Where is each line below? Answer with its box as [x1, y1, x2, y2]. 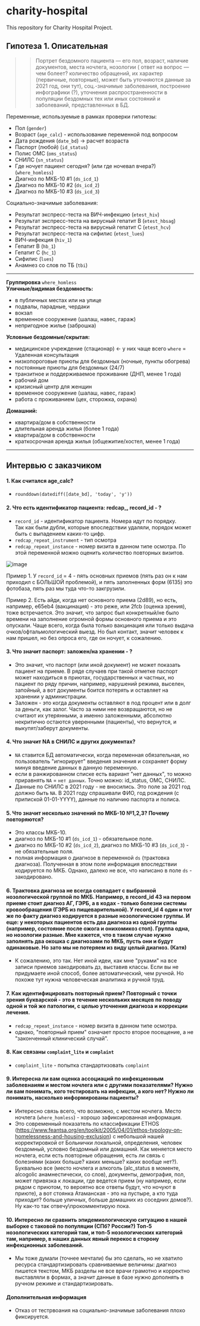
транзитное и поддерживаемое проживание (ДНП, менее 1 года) [14, 370, 182, 377]
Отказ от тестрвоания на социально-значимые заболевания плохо [14, 1307, 186, 1314]
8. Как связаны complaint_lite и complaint [6, 1048, 114, 1055]
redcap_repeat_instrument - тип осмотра [14, 536, 117, 544]
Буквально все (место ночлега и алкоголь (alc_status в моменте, [14, 1164, 180, 1172]
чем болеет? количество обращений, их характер [35, 70, 163, 77]
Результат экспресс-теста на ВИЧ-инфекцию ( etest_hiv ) [14, 210, 160, 218]
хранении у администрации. [14, 692, 87, 700]
